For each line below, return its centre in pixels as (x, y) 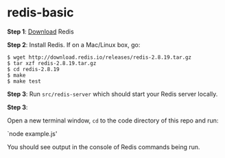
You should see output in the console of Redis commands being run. (104, 147)
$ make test (24, 81)
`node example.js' (32, 133)
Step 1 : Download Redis (40, 31)
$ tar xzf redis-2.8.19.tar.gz (52, 63)
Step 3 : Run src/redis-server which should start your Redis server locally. (113, 94)
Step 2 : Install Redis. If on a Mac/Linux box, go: (74, 44)
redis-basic (40, 13)
